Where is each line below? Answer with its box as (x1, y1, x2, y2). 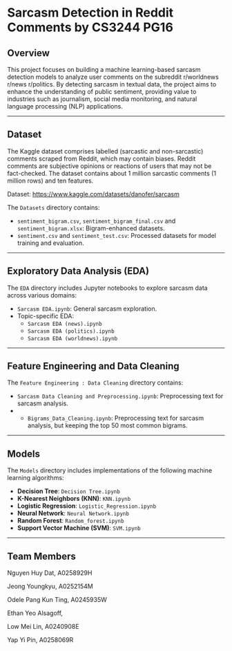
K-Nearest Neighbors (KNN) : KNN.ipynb (17, 495, 131, 503)
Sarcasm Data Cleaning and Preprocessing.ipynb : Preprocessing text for (17, 392, 224, 401)
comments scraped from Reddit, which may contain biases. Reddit (7, 154, 196, 163)
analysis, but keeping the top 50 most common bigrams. (27, 421, 188, 430)
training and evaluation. (17, 239, 84, 247)
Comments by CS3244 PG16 (7, 19, 174, 35)
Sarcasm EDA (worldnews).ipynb (27, 335, 118, 342)
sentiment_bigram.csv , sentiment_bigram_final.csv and (17, 217, 176, 225)
